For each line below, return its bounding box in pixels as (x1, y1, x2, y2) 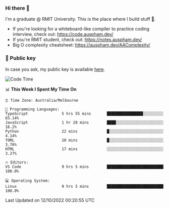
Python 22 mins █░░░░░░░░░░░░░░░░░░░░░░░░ (5, 129, 164, 134)
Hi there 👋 (5, 5, 30, 12)
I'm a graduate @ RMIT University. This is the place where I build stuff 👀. (5, 16, 156, 22)
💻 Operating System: (5, 178, 50, 183)
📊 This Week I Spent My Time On (5, 86, 77, 92)
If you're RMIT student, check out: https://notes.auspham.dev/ (12, 36, 142, 43)
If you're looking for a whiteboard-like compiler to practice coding (12, 26, 150, 32)
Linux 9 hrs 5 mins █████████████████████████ (5, 184, 164, 189)
